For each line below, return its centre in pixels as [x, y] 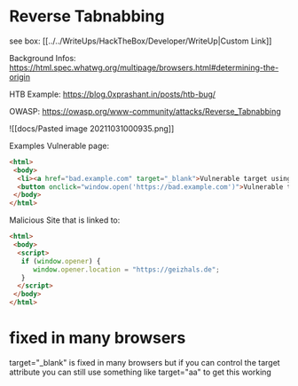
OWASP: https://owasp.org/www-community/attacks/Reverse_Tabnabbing [145, 111]
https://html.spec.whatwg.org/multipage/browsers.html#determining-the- [144, 67]
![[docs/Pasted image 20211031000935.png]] [92, 128]
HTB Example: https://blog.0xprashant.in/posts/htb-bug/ [112, 94]
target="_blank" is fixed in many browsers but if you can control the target [145, 362]
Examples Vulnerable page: [59, 146]
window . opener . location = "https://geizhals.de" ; [126, 269]
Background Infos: [43, 58]
